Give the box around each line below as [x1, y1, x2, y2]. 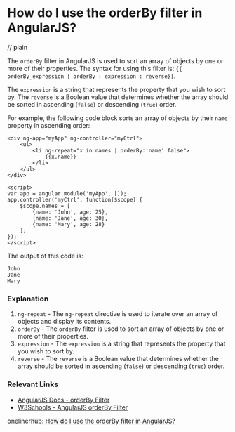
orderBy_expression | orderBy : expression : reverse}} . [7, 72, 176, 80]
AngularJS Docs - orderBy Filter [17, 395, 110, 404]
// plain [7, 43, 28, 51]
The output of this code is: [7, 251, 84, 260]
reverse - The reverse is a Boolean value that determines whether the [17, 355, 220, 363]
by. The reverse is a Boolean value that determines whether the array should [7, 93, 229, 101]
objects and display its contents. [17, 318, 112, 326]
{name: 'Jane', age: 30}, [32, 214, 109, 222]
